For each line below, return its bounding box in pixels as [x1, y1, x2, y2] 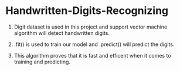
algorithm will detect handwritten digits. [13, 29, 110, 36]
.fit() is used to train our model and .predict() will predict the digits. [13, 41, 175, 48]
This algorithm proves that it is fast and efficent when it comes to [13, 52, 171, 59]
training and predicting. [13, 58, 71, 65]
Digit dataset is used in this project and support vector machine [13, 23, 168, 30]
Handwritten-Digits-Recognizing [5, 4, 169, 17]
